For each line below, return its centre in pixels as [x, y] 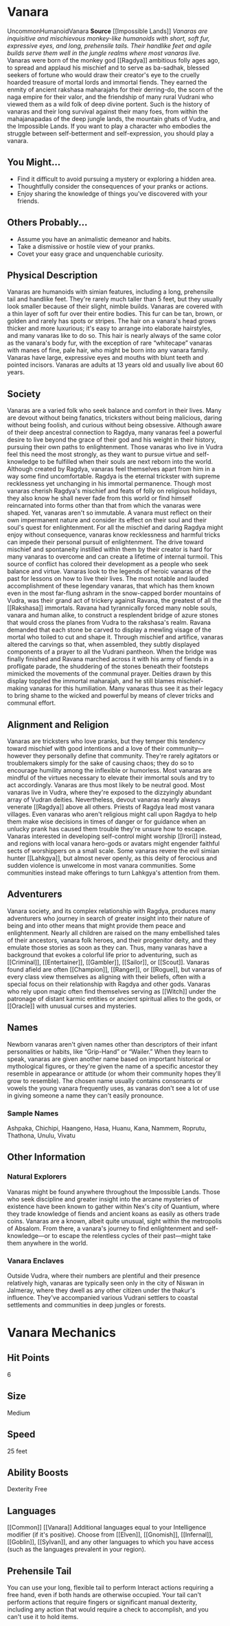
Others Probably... [47, 223]
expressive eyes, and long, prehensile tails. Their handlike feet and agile [110, 45]
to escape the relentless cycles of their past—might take [131, 1235]
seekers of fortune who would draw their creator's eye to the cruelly [104, 75]
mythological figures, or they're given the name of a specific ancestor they [113, 1066]
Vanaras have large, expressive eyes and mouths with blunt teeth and [105, 358]
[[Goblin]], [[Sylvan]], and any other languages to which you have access [111, 1542]
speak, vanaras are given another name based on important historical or [109, 1059]
